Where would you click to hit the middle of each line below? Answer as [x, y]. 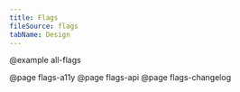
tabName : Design [40, 34]
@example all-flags [45, 60]
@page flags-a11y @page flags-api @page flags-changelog [120, 78]
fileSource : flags [44, 26]
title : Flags [34, 18]
